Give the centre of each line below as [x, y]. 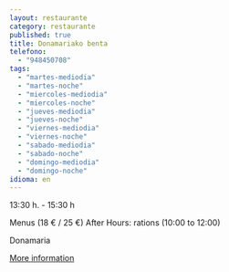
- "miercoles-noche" [57, 103]
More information [42, 258]
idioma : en [30, 179]
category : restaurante [52, 26]
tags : [20, 69]
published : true [40, 35]
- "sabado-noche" [51, 153]
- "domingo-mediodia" [59, 162]
